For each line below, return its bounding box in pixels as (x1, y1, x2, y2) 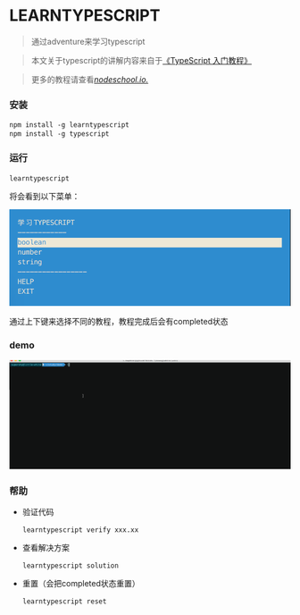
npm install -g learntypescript (9, 121, 129, 130)
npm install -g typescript (9, 130, 110, 139)
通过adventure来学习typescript (30, 36, 146, 46)
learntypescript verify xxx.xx (21, 526, 139, 535)
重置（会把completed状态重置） (21, 578, 140, 589)
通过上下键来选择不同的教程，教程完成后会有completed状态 (9, 316, 229, 327)
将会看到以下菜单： (9, 190, 80, 201)
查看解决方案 (21, 543, 70, 553)
